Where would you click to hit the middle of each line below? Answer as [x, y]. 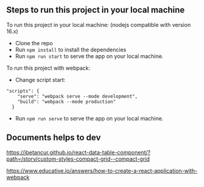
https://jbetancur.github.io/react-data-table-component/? [78, 152]
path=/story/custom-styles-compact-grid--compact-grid [78, 159]
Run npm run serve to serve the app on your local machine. [89, 118]
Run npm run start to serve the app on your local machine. [89, 56]
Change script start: [40, 79]
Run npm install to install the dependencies [71, 50]
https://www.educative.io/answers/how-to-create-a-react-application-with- [102, 170]
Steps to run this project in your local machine [96, 10]
